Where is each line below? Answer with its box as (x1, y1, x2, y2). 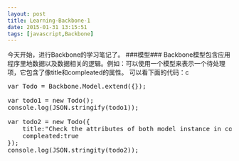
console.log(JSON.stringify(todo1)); (7, 104, 139, 112)
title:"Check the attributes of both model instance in (22, 125, 222, 133)
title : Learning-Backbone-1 (7, 17, 91, 24)
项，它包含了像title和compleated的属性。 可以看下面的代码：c (7, 68, 189, 77)
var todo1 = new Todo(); (7, 96, 94, 105)
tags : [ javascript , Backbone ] (7, 30, 94, 38)
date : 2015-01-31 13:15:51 (7, 23, 87, 30)
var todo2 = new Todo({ (7, 118, 90, 126)
